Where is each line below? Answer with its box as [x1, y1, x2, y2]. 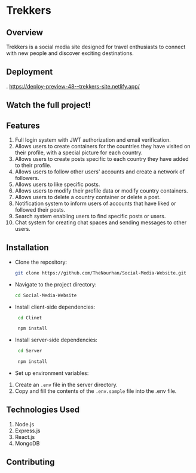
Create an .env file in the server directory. [14, 381, 118, 389]
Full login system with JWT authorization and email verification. [14, 136, 171, 144]
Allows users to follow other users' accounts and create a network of [14, 168, 185, 175]
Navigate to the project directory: [14, 280, 97, 288]
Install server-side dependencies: [14, 336, 97, 344]
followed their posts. [14, 206, 66, 213]
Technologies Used [6, 405, 79, 415]
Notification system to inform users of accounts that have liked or [14, 200, 176, 207]
